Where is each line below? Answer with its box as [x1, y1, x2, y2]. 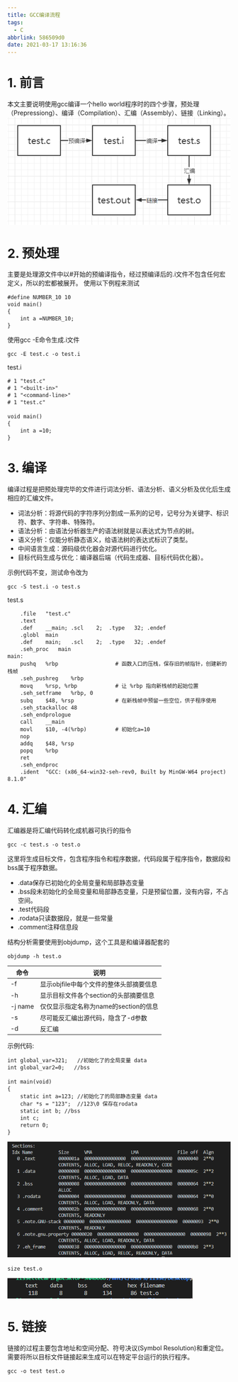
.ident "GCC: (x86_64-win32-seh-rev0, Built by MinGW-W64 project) [20, 769, 227, 776]
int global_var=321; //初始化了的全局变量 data [7, 1057, 147, 1064]
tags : [7, 18, 23, 26]
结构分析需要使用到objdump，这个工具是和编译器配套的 [7, 938, 170, 947]
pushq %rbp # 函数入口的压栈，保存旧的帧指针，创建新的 [20, 660, 227, 668]
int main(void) [7, 1079, 52, 1086]
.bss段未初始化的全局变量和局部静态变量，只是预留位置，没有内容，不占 [17, 887, 229, 896]
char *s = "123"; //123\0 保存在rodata [20, 1100, 138, 1108]
